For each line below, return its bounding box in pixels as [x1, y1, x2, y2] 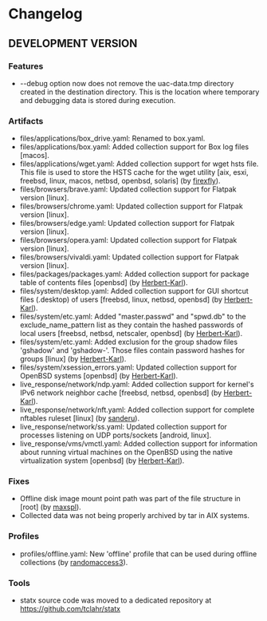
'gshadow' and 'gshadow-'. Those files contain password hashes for [19, 346, 245, 355]
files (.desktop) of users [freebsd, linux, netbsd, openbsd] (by [19, 295, 223, 304]
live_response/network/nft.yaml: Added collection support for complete [19, 405, 255, 415]
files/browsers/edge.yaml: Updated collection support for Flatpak [19, 219, 235, 228]
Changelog [8, 5, 83, 23]
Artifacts [8, 115, 44, 126]
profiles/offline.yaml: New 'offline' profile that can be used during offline [19, 548, 257, 559]
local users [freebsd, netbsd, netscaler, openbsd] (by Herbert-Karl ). [19, 329, 243, 338]
